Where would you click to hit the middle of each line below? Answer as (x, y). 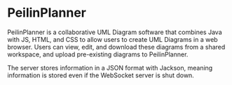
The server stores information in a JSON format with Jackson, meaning (110, 68)
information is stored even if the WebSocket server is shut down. (101, 75)
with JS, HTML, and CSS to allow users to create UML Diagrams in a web (113, 39)
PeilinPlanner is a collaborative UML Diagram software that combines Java (115, 32)
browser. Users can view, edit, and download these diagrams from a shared (116, 47)
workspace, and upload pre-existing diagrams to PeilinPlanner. (98, 54)
